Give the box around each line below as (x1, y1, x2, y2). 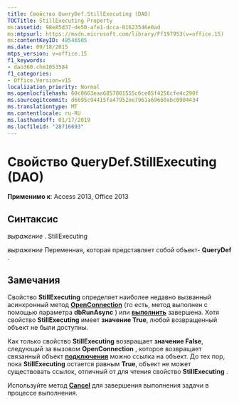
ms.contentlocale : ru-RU (7, 110, 81, 117)
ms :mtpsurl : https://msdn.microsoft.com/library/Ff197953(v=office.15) (7, 30, 224, 38)
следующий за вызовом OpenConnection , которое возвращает (7, 345, 202, 353)
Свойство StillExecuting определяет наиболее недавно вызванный (7, 293, 212, 301)
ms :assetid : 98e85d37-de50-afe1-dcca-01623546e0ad (7, 24, 161, 31)
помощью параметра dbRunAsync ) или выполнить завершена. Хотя (7, 308, 220, 317)
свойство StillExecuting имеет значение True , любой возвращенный (7, 316, 218, 324)
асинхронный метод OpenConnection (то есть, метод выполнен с (7, 301, 208, 309)
